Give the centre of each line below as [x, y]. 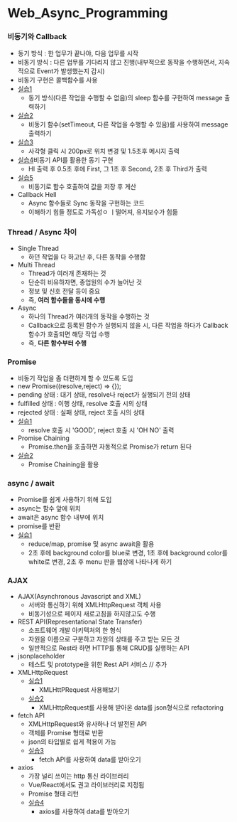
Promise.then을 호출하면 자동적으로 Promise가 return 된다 [110, 447]
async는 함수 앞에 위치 [49, 508]
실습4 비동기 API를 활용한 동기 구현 [65, 160]
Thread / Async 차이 [42, 233]
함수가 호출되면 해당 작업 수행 [69, 334]
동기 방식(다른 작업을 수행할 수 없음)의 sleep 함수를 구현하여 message [125, 98]
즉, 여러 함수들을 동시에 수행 [67, 299]
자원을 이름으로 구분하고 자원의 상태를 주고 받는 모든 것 [104, 639]
